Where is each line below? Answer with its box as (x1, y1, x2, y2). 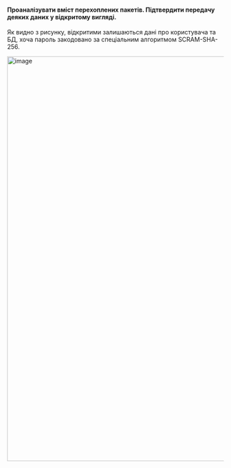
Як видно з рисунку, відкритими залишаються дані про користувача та (7, 28, 217, 36)
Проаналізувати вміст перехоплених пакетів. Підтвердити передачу (7, 6, 215, 14)
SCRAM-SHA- (177, 35, 218, 44)
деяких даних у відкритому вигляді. (7, 12, 117, 21)
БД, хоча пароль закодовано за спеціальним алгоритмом (7, 35, 177, 44)
